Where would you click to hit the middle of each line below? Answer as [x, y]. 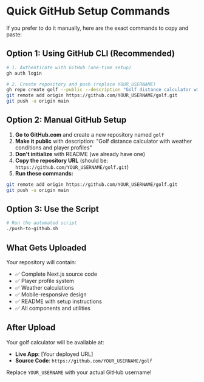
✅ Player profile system [45, 281]
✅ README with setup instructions [58, 301]
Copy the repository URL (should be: [61, 160]
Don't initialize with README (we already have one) [80, 154]
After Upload [31, 328]
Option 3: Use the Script [53, 209]
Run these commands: [44, 173]
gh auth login [24, 73]
